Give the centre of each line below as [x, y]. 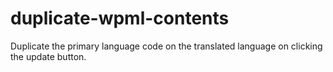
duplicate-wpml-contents [120, 18]
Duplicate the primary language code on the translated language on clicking [166, 46]
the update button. [48, 56]
